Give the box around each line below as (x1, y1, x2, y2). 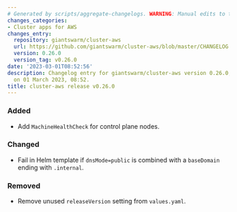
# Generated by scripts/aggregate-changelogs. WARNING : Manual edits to (7, 10, 226, 18)
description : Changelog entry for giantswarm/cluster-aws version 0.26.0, (7, 69, 232, 76)
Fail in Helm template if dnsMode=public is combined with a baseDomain (17, 155, 220, 164)
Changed (7, 139, 40, 149)
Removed (7, 181, 41, 191)
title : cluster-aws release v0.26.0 (7, 83, 115, 90)
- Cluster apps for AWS (7, 23, 78, 30)
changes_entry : (7, 30, 52, 37)
